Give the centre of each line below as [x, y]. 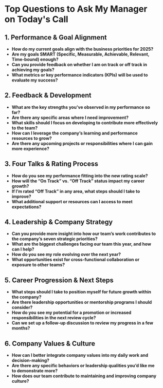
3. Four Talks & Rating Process [51, 164]
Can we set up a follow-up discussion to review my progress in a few [82, 323]
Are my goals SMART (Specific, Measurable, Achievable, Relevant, [80, 54]
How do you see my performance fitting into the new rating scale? [80, 175]
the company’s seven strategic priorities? [54, 239]
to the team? [25, 128]
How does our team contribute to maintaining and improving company [84, 376]
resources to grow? [32, 138]
